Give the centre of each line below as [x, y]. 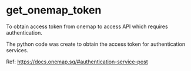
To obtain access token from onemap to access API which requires [87, 26]
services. [17, 50]
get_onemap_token [54, 10]
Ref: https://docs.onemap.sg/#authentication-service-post [77, 62]
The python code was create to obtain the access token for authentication [96, 44]
